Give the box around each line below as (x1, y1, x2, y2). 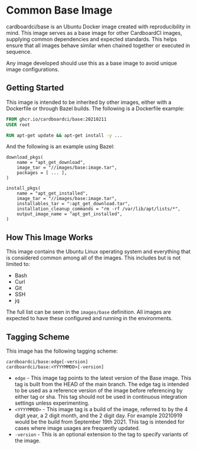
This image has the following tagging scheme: (6, 347, 118, 354)
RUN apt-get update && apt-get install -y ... (6, 132, 123, 139)
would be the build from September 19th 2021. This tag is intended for (14, 418, 185, 425)
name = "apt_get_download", (17, 160, 86, 166)
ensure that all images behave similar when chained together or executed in (6, 42, 191, 49)
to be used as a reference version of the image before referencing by (14, 387, 183, 394)
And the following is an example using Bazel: (6, 143, 115, 150)
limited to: (6, 261, 31, 268)
